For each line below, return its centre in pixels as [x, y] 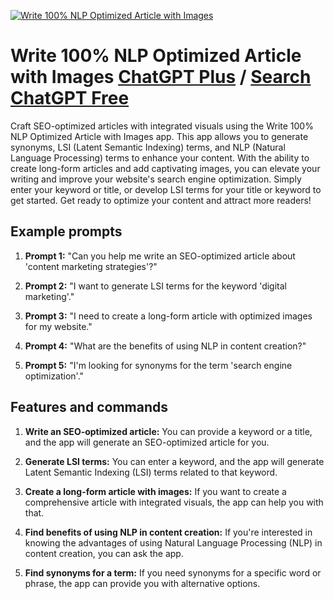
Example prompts [66, 231]
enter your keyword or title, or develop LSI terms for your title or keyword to [166, 189]
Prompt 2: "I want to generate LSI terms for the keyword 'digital [155, 286]
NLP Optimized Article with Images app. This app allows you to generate [159, 136]
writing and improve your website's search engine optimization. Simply [156, 179]
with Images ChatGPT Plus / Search [161, 77]
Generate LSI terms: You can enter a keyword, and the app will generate [174, 461]
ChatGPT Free [70, 98]
